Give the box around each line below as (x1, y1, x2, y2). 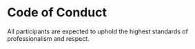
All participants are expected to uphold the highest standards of (7, 27, 188, 35)
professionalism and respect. (7, 34, 90, 42)
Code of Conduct (7, 5, 107, 20)
